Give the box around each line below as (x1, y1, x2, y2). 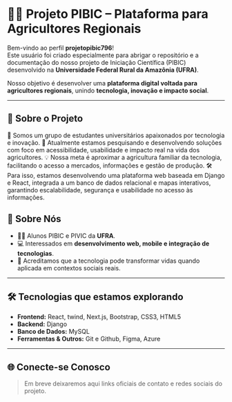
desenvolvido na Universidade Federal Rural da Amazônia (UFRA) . (7, 66, 199, 74)
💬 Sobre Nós (7, 213, 61, 225)
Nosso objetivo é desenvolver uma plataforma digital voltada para (7, 79, 198, 87)
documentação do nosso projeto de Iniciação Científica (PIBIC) (7, 58, 186, 66)
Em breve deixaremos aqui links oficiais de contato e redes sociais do (23, 379, 223, 388)
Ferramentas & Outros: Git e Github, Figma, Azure (17, 334, 161, 343)
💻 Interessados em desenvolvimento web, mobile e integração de (17, 239, 210, 248)
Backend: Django (17, 320, 68, 328)
